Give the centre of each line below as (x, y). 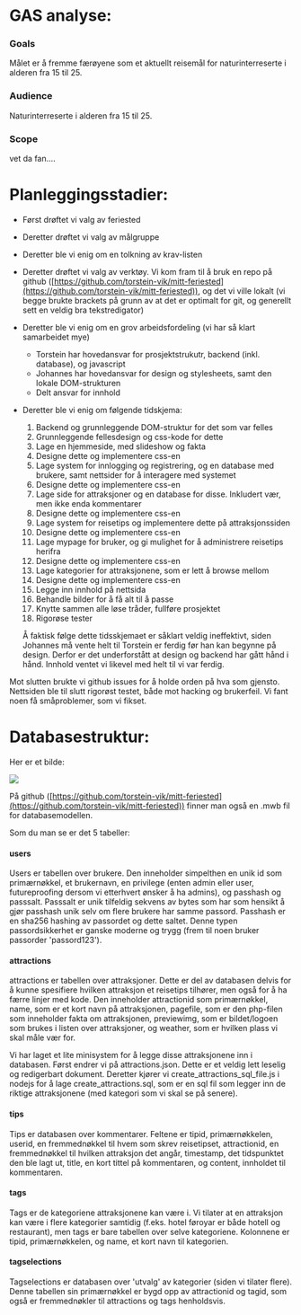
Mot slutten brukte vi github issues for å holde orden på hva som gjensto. (145, 682)
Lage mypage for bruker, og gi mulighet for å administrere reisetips (159, 542)
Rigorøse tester (64, 618)
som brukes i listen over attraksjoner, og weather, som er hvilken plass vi (144, 1028)
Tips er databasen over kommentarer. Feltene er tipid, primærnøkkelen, (141, 1134)
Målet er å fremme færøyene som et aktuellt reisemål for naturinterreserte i (148, 63)
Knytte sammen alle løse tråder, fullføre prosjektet (128, 609)
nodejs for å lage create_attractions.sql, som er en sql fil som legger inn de (147, 1084)
